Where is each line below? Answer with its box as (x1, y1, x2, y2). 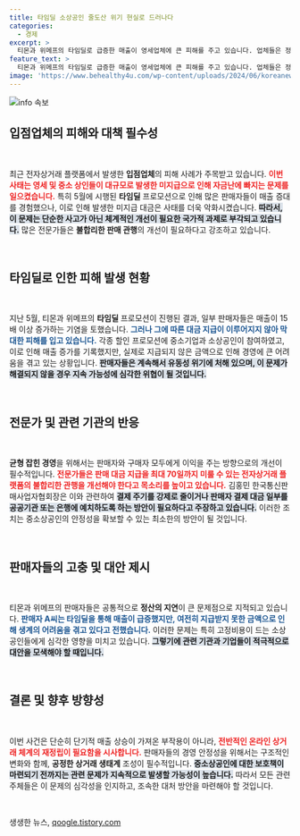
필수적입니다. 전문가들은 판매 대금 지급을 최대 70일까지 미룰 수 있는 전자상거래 (9, 469, 279, 479)
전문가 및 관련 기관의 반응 (9, 415, 140, 430)
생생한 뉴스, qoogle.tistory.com (9, 816, 121, 827)
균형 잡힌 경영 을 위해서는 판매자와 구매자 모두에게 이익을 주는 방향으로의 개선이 (9, 458, 283, 469)
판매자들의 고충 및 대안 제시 (9, 560, 150, 575)
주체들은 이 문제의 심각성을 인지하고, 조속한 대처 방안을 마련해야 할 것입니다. (9, 780, 274, 791)
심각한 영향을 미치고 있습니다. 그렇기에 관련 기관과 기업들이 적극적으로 (47, 636, 289, 646)
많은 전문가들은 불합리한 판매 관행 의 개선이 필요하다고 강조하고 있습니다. (21, 224, 271, 235)
